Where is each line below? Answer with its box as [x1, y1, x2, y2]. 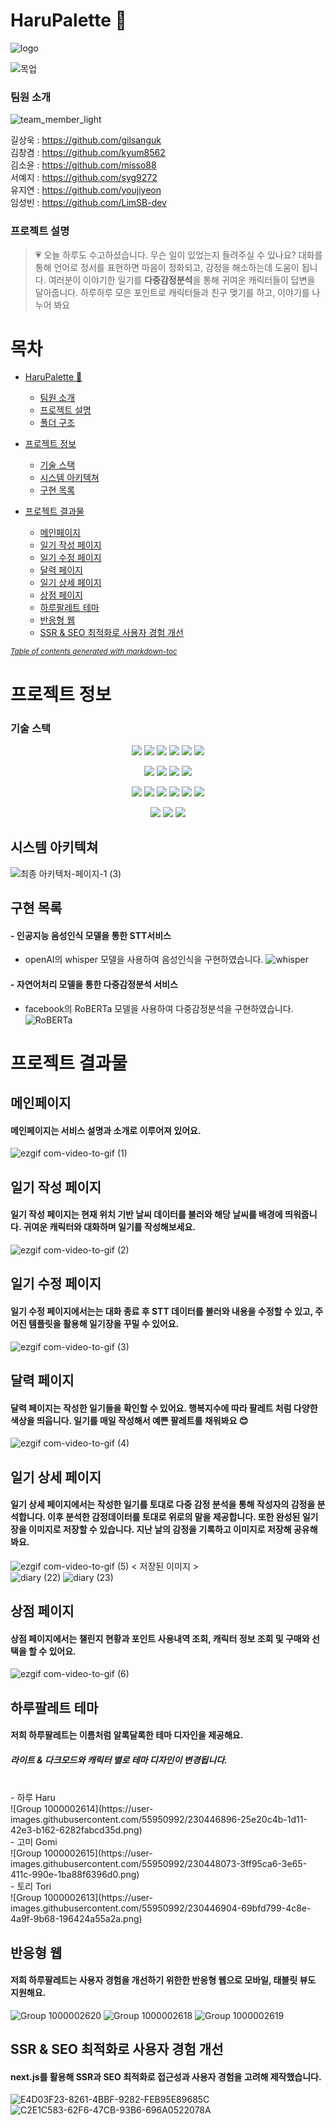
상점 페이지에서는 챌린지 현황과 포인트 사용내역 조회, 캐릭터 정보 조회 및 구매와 [10, 1632, 310, 1644]
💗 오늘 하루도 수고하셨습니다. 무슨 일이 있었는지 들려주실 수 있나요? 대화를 [34, 249, 323, 261]
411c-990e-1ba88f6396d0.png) [10, 1869, 140, 1881]
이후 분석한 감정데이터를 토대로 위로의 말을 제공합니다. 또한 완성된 [47, 1511, 301, 1523]
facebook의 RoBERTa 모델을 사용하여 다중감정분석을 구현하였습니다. [24, 1002, 294, 1014]
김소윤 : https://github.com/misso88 [10, 159, 157, 171]
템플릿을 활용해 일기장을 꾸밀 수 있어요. [28, 1317, 180, 1329]
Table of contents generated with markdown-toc [10, 647, 178, 657]
